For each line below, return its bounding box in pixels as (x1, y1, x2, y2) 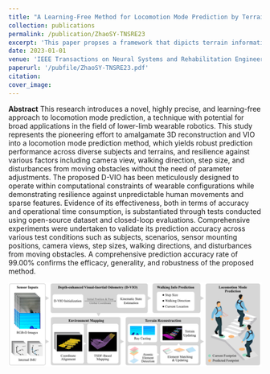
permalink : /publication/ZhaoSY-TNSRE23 (8, 30, 146, 38)
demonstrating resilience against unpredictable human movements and (8, 189, 243, 199)
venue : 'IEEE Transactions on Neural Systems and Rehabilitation (8, 55, 231, 64)
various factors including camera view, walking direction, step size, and (8, 155, 245, 165)
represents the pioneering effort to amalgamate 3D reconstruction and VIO (8, 129, 256, 139)
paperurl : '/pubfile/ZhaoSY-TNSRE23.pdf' (8, 64, 149, 72)
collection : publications (8, 21, 95, 30)
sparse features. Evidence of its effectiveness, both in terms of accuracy (8, 198, 249, 208)
